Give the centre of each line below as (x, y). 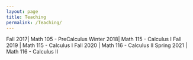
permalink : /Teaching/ (34, 22)
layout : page (22, 11)
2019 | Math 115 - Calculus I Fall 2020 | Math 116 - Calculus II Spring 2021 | (97, 45)
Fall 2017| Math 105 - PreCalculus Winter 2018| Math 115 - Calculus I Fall (94, 39)
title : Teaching (26, 17)
